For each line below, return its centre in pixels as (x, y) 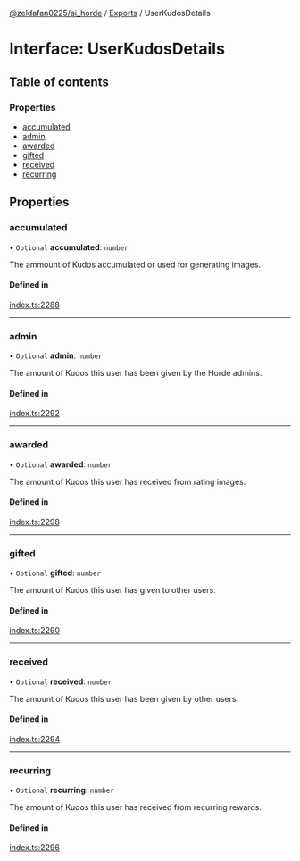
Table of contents (59, 82)
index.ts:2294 (35, 739)
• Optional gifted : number (55, 573)
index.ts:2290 (35, 631)
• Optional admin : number (56, 355)
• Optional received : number (61, 681)
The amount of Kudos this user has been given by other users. (124, 698)
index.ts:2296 (35, 848)
